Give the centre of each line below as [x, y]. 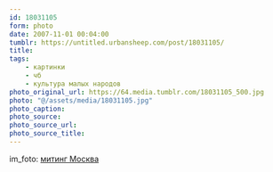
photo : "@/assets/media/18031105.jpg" [81, 100]
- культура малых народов [73, 84]
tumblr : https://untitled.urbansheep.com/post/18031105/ [117, 42]
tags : [19, 59]
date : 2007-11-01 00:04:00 [59, 34]
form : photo [31, 26]
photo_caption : [37, 109]
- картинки [45, 68]
